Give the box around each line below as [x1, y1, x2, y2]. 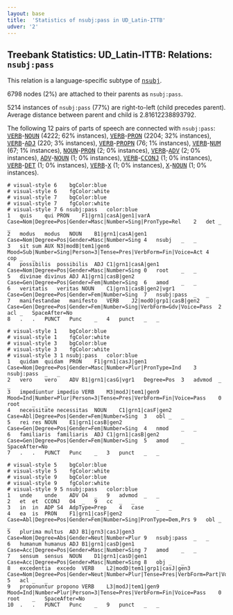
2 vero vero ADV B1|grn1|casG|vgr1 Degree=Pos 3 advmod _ [7, 377, 222, 384]
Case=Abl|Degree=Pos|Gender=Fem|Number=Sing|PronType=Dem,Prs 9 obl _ [7, 516, 222, 523]
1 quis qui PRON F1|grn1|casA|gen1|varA [7, 213, 150, 220]
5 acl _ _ [7, 577, 49, 584]
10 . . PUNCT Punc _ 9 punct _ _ [7, 602, 159, 609]
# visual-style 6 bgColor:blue [7, 182, 107, 189]
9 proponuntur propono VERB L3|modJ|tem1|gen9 [7, 583, 159, 591]
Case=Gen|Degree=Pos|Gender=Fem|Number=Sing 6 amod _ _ [7, 279, 197, 286]
